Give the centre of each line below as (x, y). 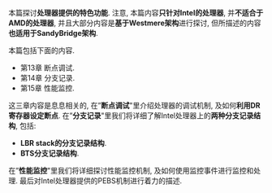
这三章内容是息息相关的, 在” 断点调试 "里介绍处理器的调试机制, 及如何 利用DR (134, 105)
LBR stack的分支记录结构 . (63, 143)
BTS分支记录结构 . (50, 153)
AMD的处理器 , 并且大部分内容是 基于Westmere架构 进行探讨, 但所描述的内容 (135, 23)
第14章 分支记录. (47, 78)
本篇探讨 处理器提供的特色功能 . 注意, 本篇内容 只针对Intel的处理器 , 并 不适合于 (136, 13)
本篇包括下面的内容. (42, 50)
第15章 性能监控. (47, 88)
